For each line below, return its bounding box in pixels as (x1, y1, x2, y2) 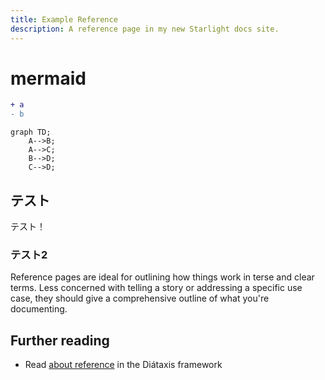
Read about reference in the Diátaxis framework (24, 359, 223, 371)
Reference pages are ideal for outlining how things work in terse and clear (10, 271, 315, 283)
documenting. (10, 303, 68, 315)
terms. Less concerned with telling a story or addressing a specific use (10, 282, 303, 294)
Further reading (10, 332, 110, 349)
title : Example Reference (10, 14, 118, 25)
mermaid (10, 67, 87, 90)
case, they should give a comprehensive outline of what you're (10, 292, 270, 305)
